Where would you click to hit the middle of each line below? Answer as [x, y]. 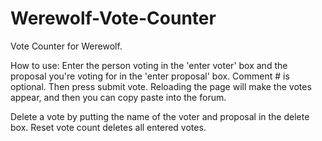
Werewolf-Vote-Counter [113, 18]
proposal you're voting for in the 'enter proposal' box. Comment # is [150, 76]
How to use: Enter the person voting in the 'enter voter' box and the [149, 65]
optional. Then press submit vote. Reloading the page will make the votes [161, 86]
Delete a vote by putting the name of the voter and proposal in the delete [160, 116]
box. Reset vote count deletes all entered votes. [108, 127]
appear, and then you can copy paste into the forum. [118, 97]
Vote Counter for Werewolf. [66, 46]
